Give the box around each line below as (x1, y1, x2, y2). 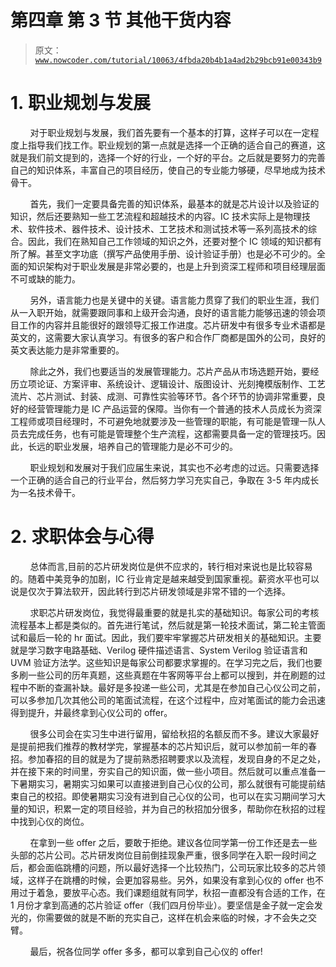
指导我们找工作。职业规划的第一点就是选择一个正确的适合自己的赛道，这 (27, 139, 326, 151)
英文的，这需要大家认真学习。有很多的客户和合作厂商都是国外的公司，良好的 (10, 331, 326, 343)
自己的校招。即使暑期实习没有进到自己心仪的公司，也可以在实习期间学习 (18, 790, 317, 802)
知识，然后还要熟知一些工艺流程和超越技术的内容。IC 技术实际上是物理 (10, 210, 302, 222)
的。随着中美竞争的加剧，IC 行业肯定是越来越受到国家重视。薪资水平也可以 (10, 572, 320, 585)
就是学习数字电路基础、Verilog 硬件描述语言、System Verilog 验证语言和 (10, 644, 308, 656)
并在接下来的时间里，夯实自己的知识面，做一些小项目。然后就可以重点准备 (10, 765, 317, 777)
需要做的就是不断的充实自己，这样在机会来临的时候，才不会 (44, 911, 291, 923)
